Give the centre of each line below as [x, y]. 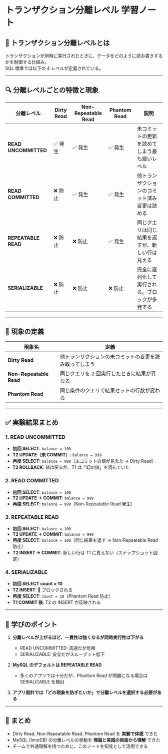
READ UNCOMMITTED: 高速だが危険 [58, 648]
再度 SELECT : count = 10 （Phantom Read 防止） [63, 596]
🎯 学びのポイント [31, 624]
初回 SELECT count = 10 [37, 584]
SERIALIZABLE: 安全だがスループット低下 [62, 654]
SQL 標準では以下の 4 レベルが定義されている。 [54, 68]
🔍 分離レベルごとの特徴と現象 [52, 90]
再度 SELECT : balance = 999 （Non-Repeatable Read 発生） [74, 504]
